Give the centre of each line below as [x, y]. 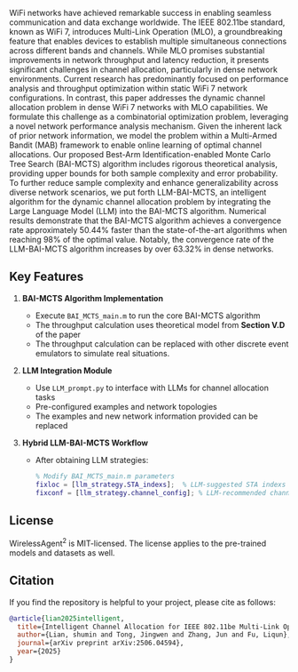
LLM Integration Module [67, 370]
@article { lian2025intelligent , [67, 618]
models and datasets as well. [62, 552]
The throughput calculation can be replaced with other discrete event [162, 344]
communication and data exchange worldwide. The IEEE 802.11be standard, [147, 22]
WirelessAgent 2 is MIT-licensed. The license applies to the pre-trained [138, 543]
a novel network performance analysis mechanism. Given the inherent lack [145, 126]
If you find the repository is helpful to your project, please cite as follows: [143, 602]
